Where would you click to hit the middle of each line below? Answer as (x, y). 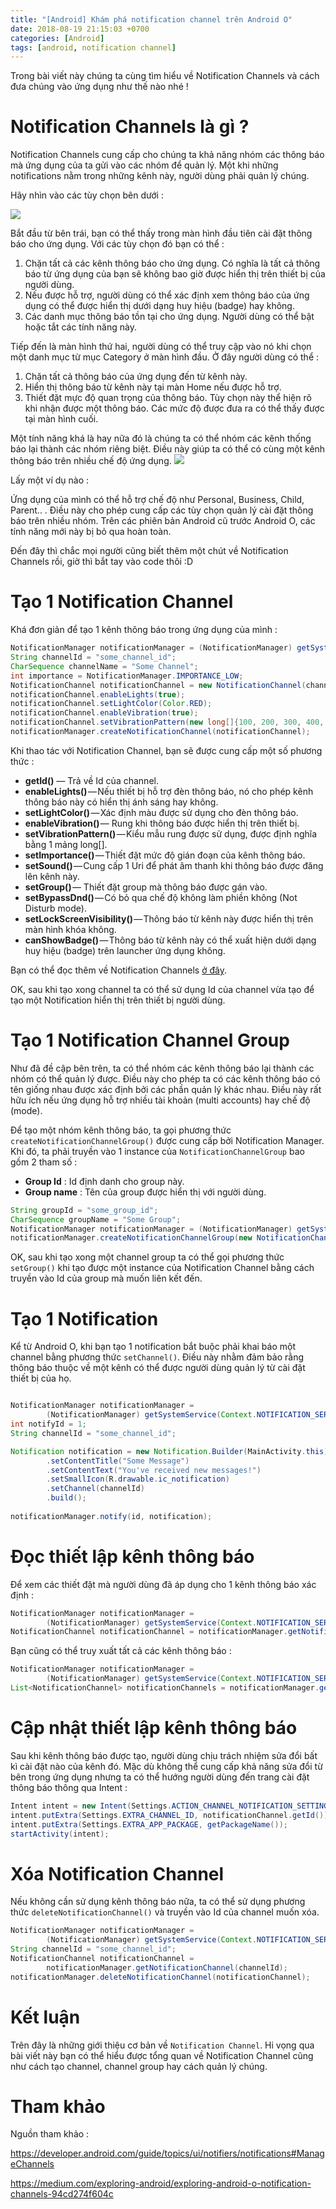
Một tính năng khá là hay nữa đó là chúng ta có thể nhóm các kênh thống (161, 438)
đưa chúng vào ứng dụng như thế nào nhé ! (99, 87)
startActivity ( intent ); (60, 1834)
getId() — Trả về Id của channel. (91, 780)
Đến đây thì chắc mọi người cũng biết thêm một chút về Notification (149, 551)
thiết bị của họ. (41, 1378)
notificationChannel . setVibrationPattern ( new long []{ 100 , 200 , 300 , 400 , (167, 722)
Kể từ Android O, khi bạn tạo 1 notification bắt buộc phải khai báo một (153, 1347)
